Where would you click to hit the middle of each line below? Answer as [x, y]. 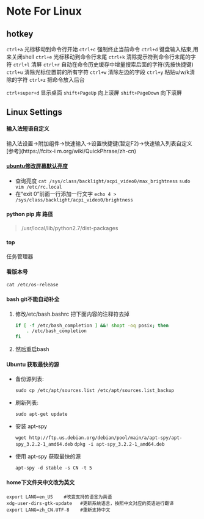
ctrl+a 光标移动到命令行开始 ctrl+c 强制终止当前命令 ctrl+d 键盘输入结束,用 [102, 49]
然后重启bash [32, 349]
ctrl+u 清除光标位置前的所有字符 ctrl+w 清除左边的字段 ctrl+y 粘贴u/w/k [98, 72]
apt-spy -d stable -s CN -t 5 [54, 468]
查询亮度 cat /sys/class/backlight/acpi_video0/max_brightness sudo [103, 181]
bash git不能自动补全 [33, 299]
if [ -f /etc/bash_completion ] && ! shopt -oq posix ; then [92, 325]
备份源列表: [29, 379]
